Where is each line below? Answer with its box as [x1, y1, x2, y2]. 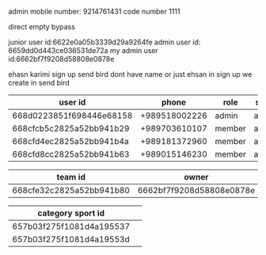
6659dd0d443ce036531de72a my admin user [8, 46, 158, 55]
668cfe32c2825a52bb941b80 [12, 185, 131, 196]
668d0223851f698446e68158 [12, 110, 133, 121]
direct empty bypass [8, 22, 75, 31]
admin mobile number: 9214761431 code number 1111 [8, 7, 180, 16]
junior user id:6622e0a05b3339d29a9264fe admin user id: [8, 37, 201, 47]
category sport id [37, 207, 105, 219]
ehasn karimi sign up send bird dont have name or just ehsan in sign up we [8, 70, 253, 78]
